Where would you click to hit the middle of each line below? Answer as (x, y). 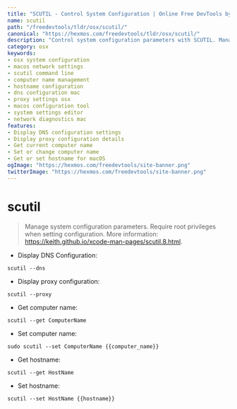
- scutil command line (41, 73)
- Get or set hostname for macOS (56, 159)
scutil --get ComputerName (47, 320)
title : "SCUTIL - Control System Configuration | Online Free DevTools (115, 14)
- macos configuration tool (49, 106)
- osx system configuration (49, 60)
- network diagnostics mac (47, 119)
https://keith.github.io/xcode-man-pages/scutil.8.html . (103, 241)
